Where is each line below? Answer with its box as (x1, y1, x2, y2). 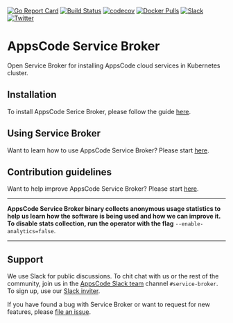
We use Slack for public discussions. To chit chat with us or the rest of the (7, 272, 219, 281)
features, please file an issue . (7, 308, 92, 316)
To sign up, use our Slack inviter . (7, 287, 101, 295)
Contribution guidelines (7, 166, 112, 178)
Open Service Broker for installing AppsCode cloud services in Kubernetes (7, 61, 221, 70)
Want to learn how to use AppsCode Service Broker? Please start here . (7, 146, 209, 155)
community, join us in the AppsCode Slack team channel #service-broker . (7, 279, 218, 288)
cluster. (7, 68, 29, 77)
